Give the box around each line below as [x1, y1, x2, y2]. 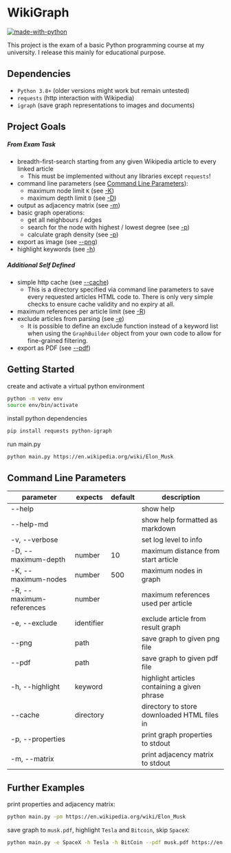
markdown [141, 524, 176, 533]
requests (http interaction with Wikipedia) [16, 93, 135, 102]
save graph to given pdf [141, 654, 219, 663]
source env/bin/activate [7, 401, 78, 408]
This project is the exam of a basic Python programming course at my [7, 41, 205, 49]
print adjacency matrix [141, 750, 214, 760]
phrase [141, 691, 164, 700]
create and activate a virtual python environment [7, 381, 145, 390]
